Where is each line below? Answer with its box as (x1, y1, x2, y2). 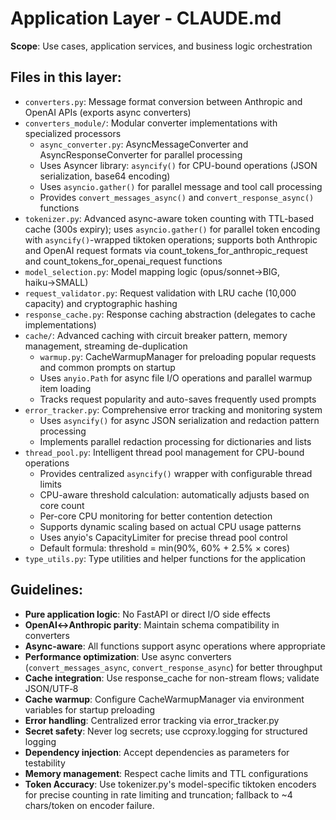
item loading (39, 382, 92, 394)
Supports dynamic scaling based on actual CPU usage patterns (39, 520, 302, 532)
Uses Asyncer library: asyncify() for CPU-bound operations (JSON (39, 159, 318, 171)
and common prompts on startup (39, 361, 176, 373)
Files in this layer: (10, 69, 122, 86)
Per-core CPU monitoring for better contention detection (39, 510, 273, 522)
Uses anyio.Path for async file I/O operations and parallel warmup (39, 372, 313, 384)
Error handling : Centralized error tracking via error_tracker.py (24, 714, 280, 726)
